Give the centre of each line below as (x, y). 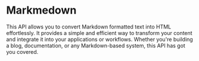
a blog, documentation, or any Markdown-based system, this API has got (96, 46)
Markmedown (41, 10)
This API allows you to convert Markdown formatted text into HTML (89, 27)
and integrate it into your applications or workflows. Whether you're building (100, 39)
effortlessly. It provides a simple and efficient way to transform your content (99, 33)
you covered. (22, 52)
